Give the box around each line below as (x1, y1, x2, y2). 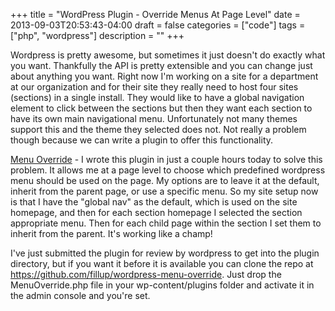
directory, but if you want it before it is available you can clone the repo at (10, 258, 314, 269)
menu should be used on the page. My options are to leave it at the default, (10, 175, 320, 186)
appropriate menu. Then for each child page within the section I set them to (10, 217, 322, 229)
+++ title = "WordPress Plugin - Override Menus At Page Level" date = (10, 9, 301, 20)
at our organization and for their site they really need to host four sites (10, 81, 299, 93)
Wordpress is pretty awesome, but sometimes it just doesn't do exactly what (10, 49, 326, 61)
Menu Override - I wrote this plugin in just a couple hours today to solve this (10, 154, 323, 165)
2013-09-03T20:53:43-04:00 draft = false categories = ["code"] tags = (10, 19, 306, 31)
